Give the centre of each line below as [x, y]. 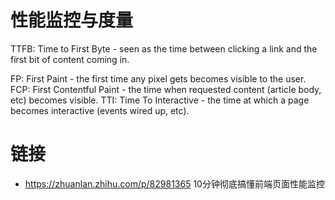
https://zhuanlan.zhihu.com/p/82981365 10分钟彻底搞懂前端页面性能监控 [174, 183]
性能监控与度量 [72, 20]
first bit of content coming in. [70, 59]
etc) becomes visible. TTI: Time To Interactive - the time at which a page [160, 100]
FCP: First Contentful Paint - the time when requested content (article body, [166, 89]
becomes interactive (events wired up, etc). [100, 110]
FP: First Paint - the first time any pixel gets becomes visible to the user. [158, 78]
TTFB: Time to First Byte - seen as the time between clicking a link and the [164, 48]
